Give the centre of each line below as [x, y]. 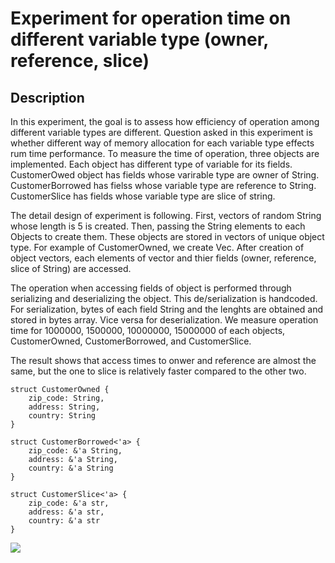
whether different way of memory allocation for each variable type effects [162, 143]
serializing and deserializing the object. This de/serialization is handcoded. [164, 298]
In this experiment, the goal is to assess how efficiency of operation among [165, 121]
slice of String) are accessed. [71, 268]
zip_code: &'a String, [75, 451]
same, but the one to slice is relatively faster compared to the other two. [158, 371]
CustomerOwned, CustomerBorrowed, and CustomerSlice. [131, 341]
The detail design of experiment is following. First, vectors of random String [166, 215]
